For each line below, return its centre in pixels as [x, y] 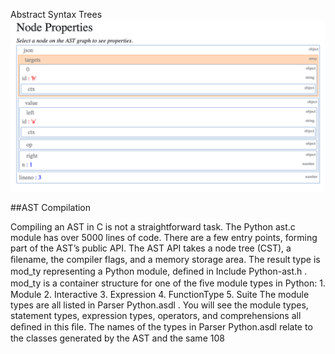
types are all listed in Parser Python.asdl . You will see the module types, [159, 305]
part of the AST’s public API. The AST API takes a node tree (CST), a [151, 248]
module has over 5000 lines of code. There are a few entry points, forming [164, 237]
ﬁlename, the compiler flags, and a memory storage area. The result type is [165, 259]
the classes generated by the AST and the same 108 [117, 338]
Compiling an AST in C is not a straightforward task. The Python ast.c [153, 226]
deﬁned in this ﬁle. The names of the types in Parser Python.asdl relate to [161, 326]
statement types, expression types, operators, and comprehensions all [156, 315]
